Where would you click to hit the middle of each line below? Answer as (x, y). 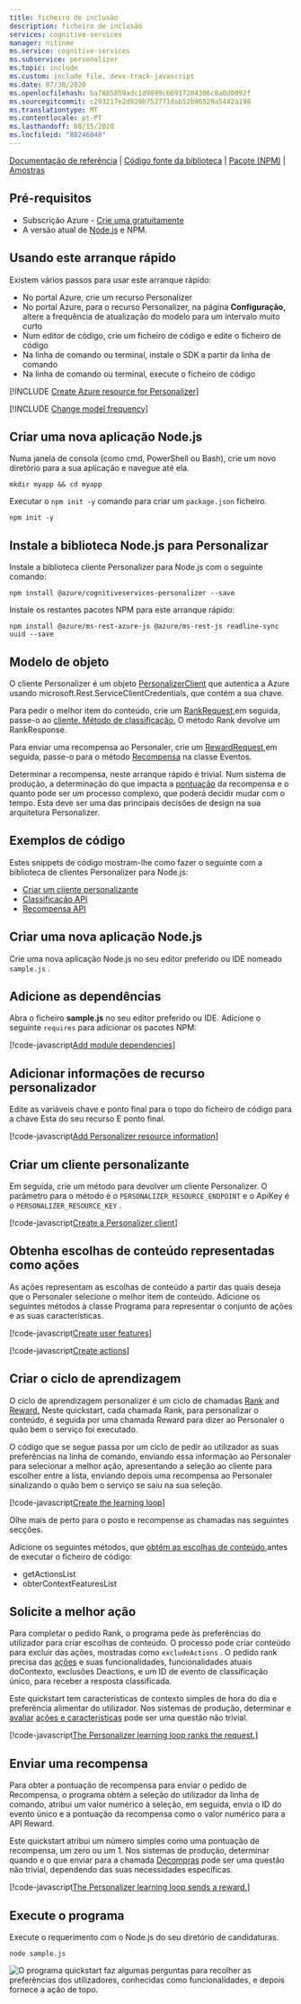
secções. (26, 1529)
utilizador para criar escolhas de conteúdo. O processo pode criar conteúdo (150, 1643)
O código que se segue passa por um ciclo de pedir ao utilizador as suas (144, 1446)
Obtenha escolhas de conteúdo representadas (142, 1251)
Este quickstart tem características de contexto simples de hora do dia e (143, 1699)
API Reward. (32, 1824)
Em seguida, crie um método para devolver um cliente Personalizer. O (138, 1186)
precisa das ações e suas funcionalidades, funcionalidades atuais (131, 1662)
